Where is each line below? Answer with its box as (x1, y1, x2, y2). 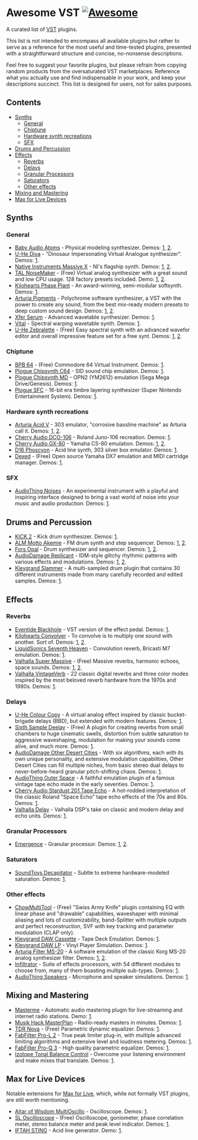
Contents (6, 98, 41, 108)
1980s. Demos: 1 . (14, 682, 57, 690)
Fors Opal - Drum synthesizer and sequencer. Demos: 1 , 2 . (14, 546, 158, 553)
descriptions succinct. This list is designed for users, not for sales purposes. (6, 80, 193, 87)
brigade (14, 718, 34, 725)
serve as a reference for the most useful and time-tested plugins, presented (6, 43, 191, 51)
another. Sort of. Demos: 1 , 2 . (14, 638, 86, 646)
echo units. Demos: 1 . (14, 812, 68, 819)
